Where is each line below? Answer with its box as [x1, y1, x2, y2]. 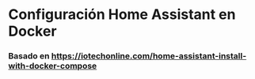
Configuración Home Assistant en [8, 6, 236, 24]
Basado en [8, 51, 50, 62]
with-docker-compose [8, 61, 97, 72]
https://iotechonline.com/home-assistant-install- [51, 51, 247, 62]
